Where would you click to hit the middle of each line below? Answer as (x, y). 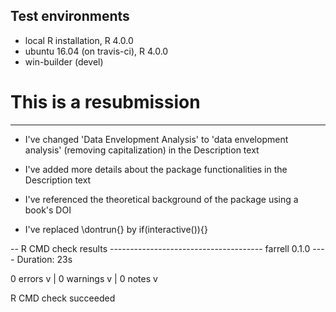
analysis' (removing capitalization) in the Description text (142, 150)
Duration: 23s (44, 259)
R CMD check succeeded (63, 298)
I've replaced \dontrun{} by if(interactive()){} (116, 229)
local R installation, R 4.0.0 (79, 40)
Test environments (70, 16)
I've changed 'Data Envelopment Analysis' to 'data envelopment (156, 139)
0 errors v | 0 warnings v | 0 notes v (84, 278)
